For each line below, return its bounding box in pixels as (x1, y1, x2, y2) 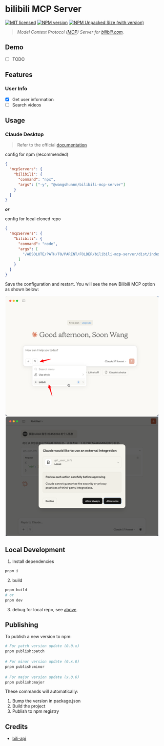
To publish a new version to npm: (5, 634, 72, 640)
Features (5, 71, 33, 79)
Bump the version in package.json (12, 698, 81, 704)
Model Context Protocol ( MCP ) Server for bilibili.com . (17, 29, 124, 35)
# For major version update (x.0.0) (5, 675, 80, 680)
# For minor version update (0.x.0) (5, 659, 80, 664)
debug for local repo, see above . (12, 606, 78, 612)
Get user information (12, 96, 54, 102)
